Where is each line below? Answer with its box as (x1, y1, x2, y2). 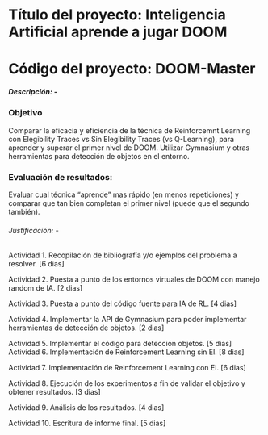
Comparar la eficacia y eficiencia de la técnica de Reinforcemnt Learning (8, 125, 251, 135)
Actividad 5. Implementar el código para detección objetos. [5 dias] (8, 339, 232, 349)
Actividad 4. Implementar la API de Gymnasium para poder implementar (8, 315, 247, 324)
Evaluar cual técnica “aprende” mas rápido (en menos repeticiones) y (8, 190, 240, 199)
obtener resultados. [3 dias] (8, 387, 101, 397)
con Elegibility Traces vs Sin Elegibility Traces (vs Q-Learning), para (8, 134, 235, 144)
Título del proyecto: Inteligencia (8, 6, 226, 24)
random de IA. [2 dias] (8, 283, 83, 293)
